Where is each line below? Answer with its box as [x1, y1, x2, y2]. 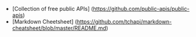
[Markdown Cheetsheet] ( [12, 18, 78, 25]
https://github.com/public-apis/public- [93, 5, 190, 12]
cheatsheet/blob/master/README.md [12, 24, 107, 32]
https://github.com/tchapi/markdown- [76, 18, 172, 25]
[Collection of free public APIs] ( [12, 5, 93, 12]
